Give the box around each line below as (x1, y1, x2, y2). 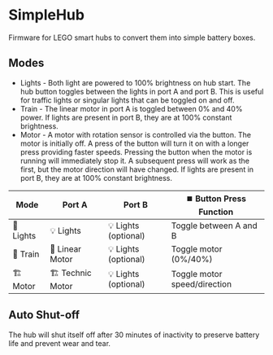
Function (198, 206, 234, 217)
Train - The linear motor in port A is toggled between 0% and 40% (19, 103, 243, 113)
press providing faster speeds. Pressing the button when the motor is (19, 147, 253, 156)
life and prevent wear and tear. (8, 338, 111, 348)
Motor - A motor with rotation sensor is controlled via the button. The (19, 129, 252, 139)
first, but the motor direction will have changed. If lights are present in (19, 164, 254, 174)
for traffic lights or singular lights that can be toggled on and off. (19, 95, 235, 105)
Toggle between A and (171, 220, 258, 231)
